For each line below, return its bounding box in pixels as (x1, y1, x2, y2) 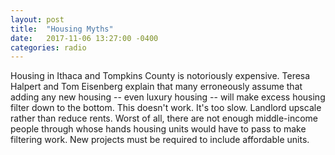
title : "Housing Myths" (10, 24, 114, 34)
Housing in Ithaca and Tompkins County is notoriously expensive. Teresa (10, 70, 311, 82)
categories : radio (10, 42, 87, 53)
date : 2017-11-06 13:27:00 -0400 (10, 33, 159, 43)
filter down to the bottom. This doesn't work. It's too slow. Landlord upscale (10, 102, 322, 114)
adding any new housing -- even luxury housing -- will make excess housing (10, 91, 326, 103)
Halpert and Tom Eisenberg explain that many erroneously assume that (10, 81, 303, 93)
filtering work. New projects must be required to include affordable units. (10, 134, 310, 146)
